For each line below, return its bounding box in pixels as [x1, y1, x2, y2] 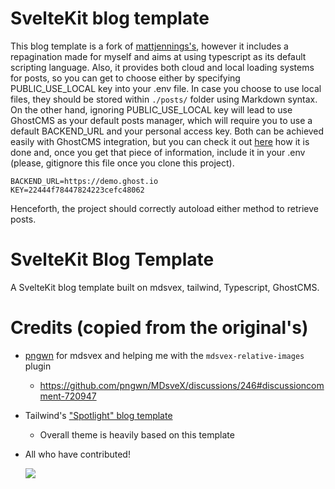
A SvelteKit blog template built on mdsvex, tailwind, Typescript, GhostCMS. [10, 281, 320, 293]
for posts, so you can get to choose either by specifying [10, 72, 241, 84]
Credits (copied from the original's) [10, 317, 309, 339]
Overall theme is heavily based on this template [39, 428, 235, 441]
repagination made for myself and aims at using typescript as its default [10, 50, 307, 62]
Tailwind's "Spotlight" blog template [24, 409, 173, 421]
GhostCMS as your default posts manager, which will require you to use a [10, 114, 313, 126]
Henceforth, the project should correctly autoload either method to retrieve [10, 202, 319, 214]
